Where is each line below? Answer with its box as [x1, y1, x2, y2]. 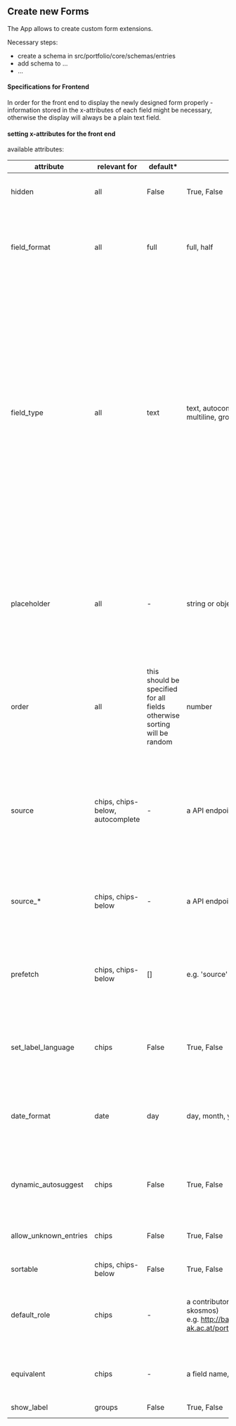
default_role [11, 1310, 51, 1320]
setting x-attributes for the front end [7, 130, 116, 138]
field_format [11, 242, 51, 252]
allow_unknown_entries [11, 1231, 88, 1241]
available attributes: [7, 145, 65, 154]
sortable [11, 1264, 39, 1274]
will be [146, 728, 169, 738]
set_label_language [11, 1042, 75, 1052]
